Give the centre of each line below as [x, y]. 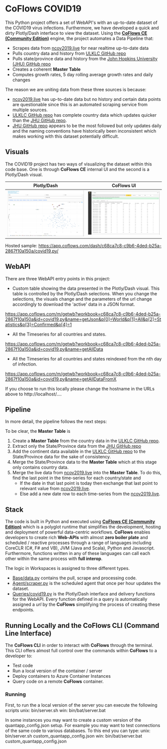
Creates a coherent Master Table [46, 69]
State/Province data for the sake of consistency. [61, 457]
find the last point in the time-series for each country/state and [77, 478]
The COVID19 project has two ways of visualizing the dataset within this [79, 164]
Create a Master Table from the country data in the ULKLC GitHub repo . [86, 441]
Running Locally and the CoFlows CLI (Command [82, 626]
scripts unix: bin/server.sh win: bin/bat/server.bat [55, 711]
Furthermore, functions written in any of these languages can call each [78, 554]
